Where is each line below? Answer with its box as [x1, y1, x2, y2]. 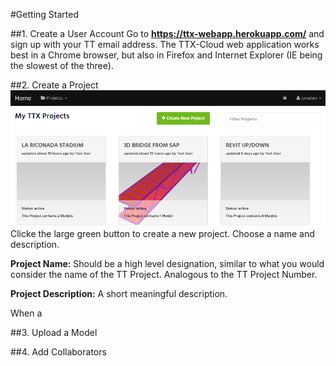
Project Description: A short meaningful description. [10, 288, 228, 300]
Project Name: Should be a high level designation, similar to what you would [10, 258, 325, 270]
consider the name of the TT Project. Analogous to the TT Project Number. [10, 269, 318, 281]
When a [10, 307, 43, 319]
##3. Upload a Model [10, 327, 98, 339]
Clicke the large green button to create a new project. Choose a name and [10, 228, 315, 240]
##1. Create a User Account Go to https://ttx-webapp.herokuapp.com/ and [10, 28, 325, 39]
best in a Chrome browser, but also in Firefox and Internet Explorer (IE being [10, 49, 323, 61]
